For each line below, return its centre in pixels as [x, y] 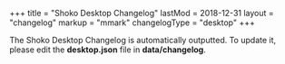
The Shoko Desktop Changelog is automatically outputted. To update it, [143, 40]
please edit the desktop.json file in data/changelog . [108, 50]
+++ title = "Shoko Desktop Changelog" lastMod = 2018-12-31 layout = [142, 13]
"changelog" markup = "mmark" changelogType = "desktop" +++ [133, 23]
